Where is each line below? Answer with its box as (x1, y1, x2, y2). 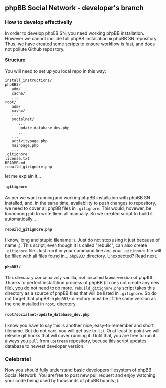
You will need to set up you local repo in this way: (5, 68, 106, 74)
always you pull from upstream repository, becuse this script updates (5, 338, 147, 344)
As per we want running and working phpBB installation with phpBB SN (5, 195, 150, 201)
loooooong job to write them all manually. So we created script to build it (5, 211, 153, 217)
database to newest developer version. (5, 343, 85, 349)
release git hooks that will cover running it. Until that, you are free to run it (5, 333, 156, 338)
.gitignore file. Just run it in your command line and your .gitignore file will (5, 248, 161, 254)
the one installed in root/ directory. (5, 301, 77, 307)
